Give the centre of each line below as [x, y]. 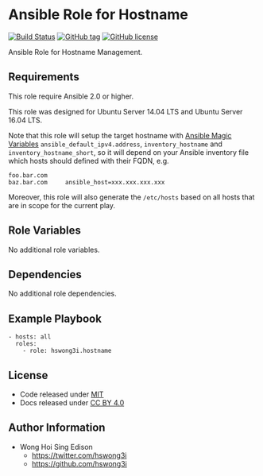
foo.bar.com [28, 175]
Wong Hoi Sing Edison [56, 447]
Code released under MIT [62, 394]
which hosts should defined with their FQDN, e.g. [89, 161]
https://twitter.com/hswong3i [79, 455]
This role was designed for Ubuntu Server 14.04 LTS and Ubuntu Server [126, 111]
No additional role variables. [54, 250]
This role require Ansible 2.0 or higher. [71, 96]
